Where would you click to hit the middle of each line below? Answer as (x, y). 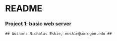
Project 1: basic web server (38, 24)
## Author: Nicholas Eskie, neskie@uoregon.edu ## (58, 34)
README (24, 9)
